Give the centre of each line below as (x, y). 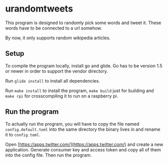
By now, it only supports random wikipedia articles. (58, 38)
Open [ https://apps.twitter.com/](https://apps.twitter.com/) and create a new (84, 144)
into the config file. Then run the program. (48, 155)
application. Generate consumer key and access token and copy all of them (83, 149)
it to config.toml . (23, 134)
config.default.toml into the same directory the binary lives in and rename (83, 129)
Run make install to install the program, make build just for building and (79, 91)
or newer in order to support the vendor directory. (57, 71)
